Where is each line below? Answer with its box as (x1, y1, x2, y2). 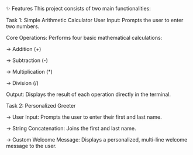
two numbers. (6, 23, 40, 30)
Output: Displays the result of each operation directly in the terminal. (6, 91, 171, 98)
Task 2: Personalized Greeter (6, 102, 76, 109)
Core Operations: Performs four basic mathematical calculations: (6, 35, 163, 41)
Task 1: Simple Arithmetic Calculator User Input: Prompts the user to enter (6, 17, 184, 23)
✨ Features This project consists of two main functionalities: (6, 5, 151, 12)
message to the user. (6, 143, 57, 149)
